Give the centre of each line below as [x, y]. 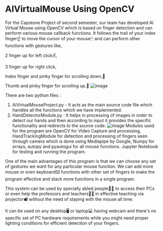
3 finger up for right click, [31, 67]
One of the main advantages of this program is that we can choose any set [81, 161]
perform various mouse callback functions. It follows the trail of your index [81, 33]
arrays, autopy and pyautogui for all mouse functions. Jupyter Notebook [85, 146]
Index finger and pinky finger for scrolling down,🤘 [55, 76]
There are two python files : [33, 95]
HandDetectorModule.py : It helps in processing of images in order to [82, 115]
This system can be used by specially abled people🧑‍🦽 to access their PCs [80, 188]
